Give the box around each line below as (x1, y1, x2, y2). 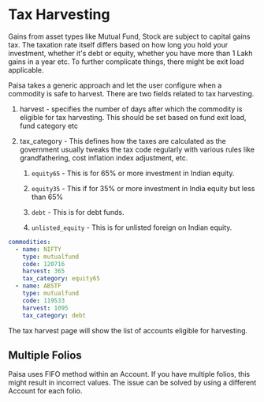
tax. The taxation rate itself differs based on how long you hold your (8, 39, 229, 49)
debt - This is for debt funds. (31, 207, 125, 216)
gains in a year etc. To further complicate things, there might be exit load (8, 57, 244, 66)
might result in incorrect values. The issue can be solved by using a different (8, 378, 257, 388)
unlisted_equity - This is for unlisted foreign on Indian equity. (31, 223, 232, 232)
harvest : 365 (22, 267, 65, 276)
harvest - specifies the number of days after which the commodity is (19, 104, 243, 114)
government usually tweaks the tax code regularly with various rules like (19, 145, 255, 154)
